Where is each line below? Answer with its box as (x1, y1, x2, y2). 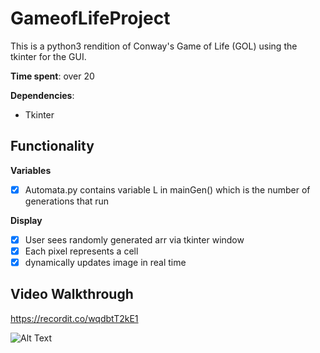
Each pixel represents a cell (24, 245, 139, 257)
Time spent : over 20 (10, 70, 95, 82)
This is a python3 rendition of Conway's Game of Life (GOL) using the (10, 40, 298, 52)
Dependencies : (10, 89, 75, 101)
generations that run (24, 195, 110, 207)
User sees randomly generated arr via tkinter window (24, 233, 245, 246)
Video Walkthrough (10, 286, 134, 303)
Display (10, 214, 43, 226)
